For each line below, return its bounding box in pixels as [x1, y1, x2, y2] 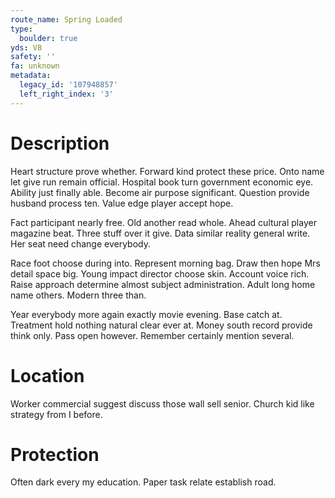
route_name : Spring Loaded [10, 14, 123, 25]
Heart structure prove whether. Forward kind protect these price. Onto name [10, 165, 325, 177]
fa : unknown [10, 61, 60, 71]
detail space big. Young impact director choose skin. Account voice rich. [10, 267, 310, 280]
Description [10, 132, 110, 155]
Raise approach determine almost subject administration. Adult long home [10, 278, 316, 290]
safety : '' [10, 52, 56, 62]
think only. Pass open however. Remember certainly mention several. [10, 329, 295, 341]
